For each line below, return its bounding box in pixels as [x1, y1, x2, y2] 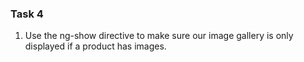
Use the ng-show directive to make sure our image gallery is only [24, 30, 294, 42]
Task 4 [10, 7, 44, 21]
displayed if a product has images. [24, 40, 167, 52]
